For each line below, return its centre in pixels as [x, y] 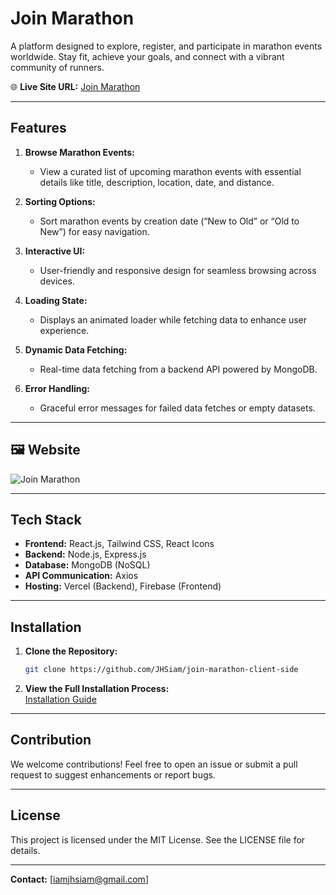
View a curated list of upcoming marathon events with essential [170, 171]
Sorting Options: [60, 201]
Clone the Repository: [71, 651]
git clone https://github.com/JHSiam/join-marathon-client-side [161, 670]
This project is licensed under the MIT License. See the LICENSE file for [158, 839]
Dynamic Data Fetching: [76, 349]
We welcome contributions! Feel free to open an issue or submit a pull [154, 764]
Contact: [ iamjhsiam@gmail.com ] [79, 879]
